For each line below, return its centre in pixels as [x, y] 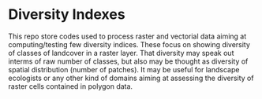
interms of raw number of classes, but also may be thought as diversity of [128, 61]
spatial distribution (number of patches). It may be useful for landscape [124, 69]
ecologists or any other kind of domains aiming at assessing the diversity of [131, 78]
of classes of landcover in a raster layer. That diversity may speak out [121, 53]
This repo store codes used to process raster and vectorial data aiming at [127, 36]
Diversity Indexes [67, 15]
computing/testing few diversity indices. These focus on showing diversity [129, 44]
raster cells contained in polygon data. [70, 86]
